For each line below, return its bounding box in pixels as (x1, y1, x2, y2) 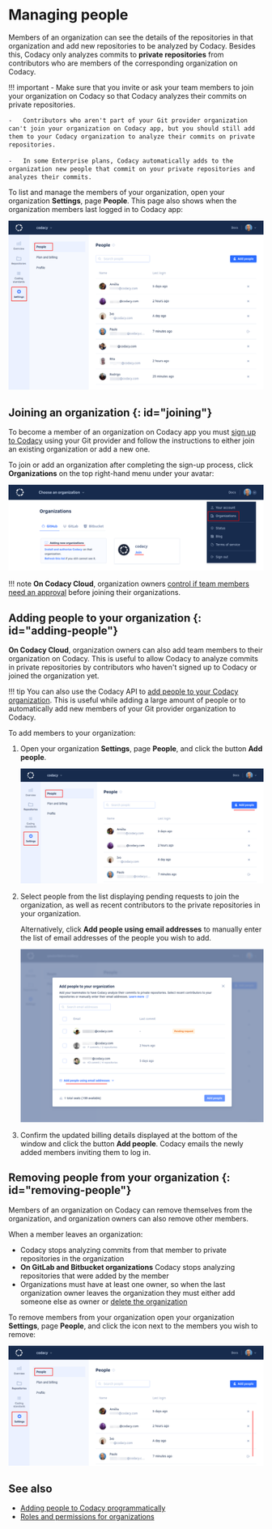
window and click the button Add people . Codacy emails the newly (19, 1139, 244, 1149)
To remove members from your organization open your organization (8, 1312, 235, 1322)
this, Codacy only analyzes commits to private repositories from (8, 49, 224, 59)
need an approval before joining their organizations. (8, 588, 181, 597)
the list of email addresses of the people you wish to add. (19, 932, 212, 942)
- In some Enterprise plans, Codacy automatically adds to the (8, 156, 233, 165)
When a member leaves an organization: (8, 1229, 143, 1239)
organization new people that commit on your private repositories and (8, 164, 255, 173)
